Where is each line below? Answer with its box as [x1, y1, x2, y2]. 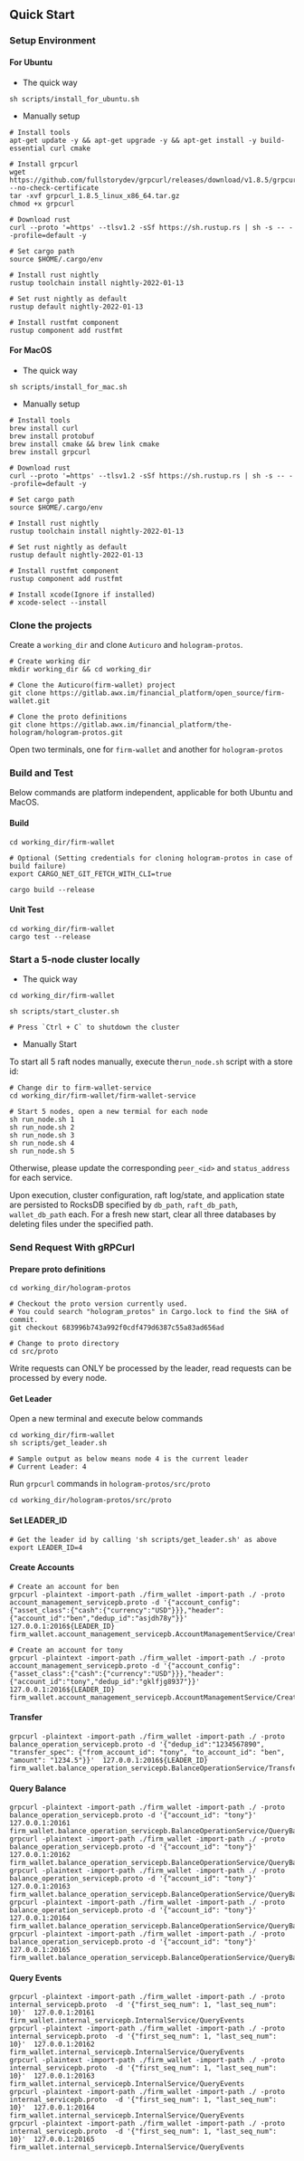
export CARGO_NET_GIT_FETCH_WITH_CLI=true [9, 869, 172, 879]
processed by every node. [9, 1373, 108, 1384]
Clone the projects [9, 619, 92, 632]
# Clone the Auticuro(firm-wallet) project [9, 681, 176, 690]
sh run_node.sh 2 [9, 1123, 75, 1132]
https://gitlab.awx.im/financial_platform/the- [49, 720, 233, 729]
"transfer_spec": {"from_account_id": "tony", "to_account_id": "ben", [9, 1747, 285, 1756]
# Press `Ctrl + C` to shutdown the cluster [9, 1023, 180, 1033]
